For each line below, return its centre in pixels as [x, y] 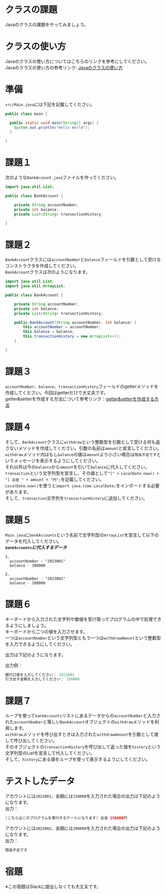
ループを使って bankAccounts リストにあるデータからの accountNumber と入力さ [83, 716]
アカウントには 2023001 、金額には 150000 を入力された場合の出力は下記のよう [83, 796]
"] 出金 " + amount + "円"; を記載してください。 [55, 479]
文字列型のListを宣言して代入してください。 [50, 753]
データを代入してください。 [34, 541]
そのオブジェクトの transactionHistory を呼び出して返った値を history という [83, 747]
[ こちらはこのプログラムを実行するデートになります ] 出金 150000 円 [66, 818]
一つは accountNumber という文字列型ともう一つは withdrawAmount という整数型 [83, 638]
